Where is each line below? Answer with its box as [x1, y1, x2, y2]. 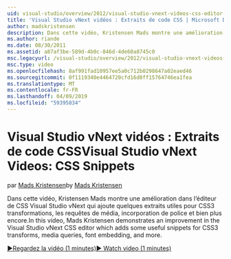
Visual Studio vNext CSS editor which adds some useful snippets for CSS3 [7, 223, 219, 232]
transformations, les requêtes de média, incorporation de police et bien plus [7, 209, 222, 217]
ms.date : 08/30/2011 [7, 42, 67, 49]
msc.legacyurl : [7, 55, 51, 62]
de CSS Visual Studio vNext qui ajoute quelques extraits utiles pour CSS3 [7, 201, 215, 210]
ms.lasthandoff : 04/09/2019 [7, 93, 88, 100]
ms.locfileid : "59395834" [7, 100, 81, 106]
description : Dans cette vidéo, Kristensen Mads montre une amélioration [7, 29, 223, 36]
